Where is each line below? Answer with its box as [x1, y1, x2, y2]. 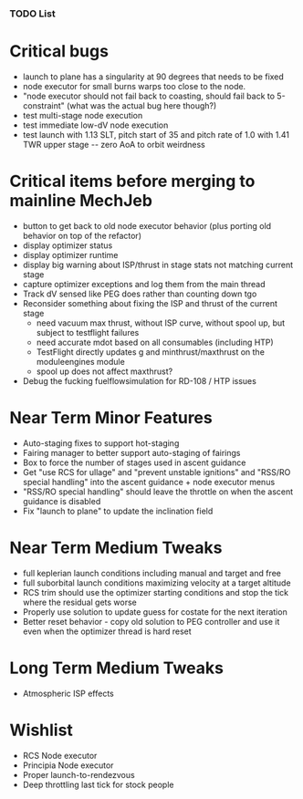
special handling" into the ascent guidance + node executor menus [22, 476, 276, 487]
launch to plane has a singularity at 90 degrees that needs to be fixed [22, 71, 285, 82]
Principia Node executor [22, 760, 114, 771]
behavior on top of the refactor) [22, 230, 141, 241]
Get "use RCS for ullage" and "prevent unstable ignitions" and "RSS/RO [22, 466, 291, 477]
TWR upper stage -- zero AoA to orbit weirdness [22, 139, 205, 150]
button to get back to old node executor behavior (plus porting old [22, 220, 272, 231]
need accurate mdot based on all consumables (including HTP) [36, 337, 274, 348]
